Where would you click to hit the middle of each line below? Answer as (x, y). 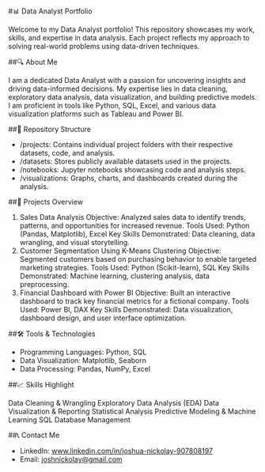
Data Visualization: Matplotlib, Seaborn (83, 361)
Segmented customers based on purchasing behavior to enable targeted (138, 259)
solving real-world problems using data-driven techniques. (104, 46)
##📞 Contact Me (34, 435)
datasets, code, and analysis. (67, 153)
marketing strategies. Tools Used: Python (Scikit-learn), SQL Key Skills (134, 268)
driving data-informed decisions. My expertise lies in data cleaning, (118, 89)
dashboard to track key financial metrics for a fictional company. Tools (134, 301)
